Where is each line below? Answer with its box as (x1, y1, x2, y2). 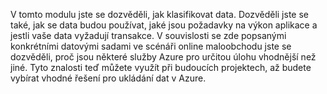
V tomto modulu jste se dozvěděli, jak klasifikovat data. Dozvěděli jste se (10, 9, 309, 20)
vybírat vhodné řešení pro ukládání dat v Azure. (10, 72, 207, 84)
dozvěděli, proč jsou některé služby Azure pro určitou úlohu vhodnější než (10, 51, 317, 63)
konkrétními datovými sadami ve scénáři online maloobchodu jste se (10, 40, 292, 52)
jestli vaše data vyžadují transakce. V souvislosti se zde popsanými (10, 30, 287, 41)
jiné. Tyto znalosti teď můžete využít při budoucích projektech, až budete (10, 62, 312, 73)
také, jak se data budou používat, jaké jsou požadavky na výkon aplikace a (10, 19, 318, 31)
